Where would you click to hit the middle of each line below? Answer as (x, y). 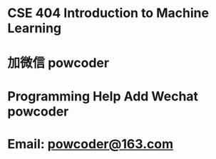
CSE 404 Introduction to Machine (108, 13)
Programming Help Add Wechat (103, 96)
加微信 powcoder (58, 63)
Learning (35, 28)
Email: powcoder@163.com (90, 144)
